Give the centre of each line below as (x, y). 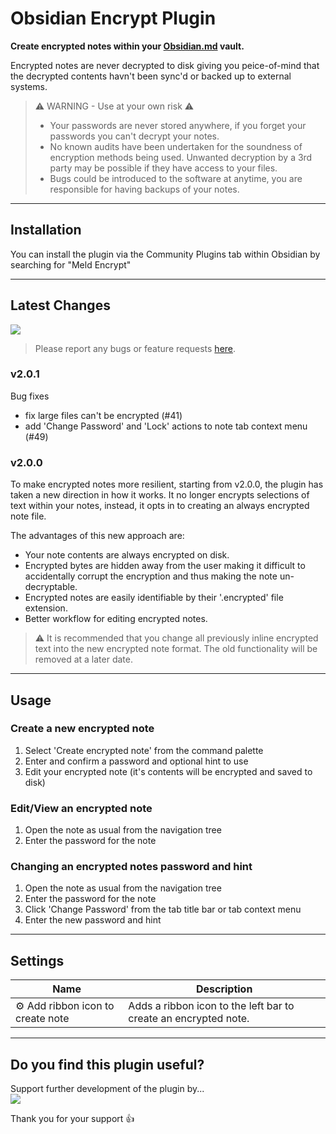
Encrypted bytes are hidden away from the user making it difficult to (165, 566)
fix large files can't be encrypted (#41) (103, 415)
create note (42, 1019)
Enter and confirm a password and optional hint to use (136, 761)
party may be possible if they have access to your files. (163, 168)
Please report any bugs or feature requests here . (135, 348)
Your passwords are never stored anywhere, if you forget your (178, 125)
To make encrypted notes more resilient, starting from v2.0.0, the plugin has (167, 484)
